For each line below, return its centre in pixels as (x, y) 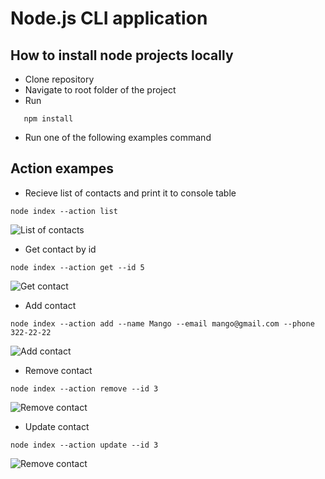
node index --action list (64, 211)
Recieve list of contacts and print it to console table (130, 193)
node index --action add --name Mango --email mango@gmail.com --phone (162, 323)
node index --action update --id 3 (84, 445)
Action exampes (62, 168)
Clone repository (59, 79)
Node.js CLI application (109, 18)
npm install (48, 119)
